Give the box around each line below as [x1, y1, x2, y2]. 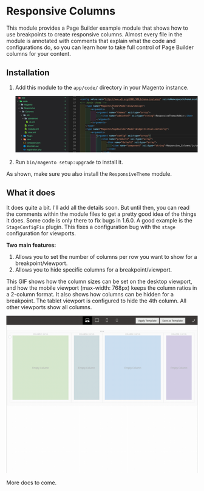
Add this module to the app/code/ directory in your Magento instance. [15, 84, 189, 91]
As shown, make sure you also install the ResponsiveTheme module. [6, 170, 172, 177]
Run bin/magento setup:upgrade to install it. [15, 158, 123, 165]
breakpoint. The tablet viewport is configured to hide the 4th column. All [6, 297, 187, 304]
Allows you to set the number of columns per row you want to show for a [15, 253, 197, 260]
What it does [6, 188, 56, 198]
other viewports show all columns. [6, 303, 92, 310]
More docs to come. [6, 479, 57, 486]
